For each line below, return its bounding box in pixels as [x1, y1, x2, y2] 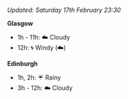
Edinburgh [7, 60, 38, 68]
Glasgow [7, 19, 33, 27]
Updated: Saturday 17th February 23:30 [7, 6, 121, 14]
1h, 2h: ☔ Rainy [17, 73, 61, 82]
